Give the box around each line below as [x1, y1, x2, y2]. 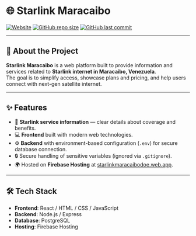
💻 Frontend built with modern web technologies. [14, 131, 133, 138]
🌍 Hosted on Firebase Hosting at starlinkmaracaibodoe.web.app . [14, 161, 173, 168]
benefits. [14, 124, 36, 131]
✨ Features [6, 103, 47, 113]
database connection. [14, 145, 67, 152]
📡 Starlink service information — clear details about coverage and [14, 118, 176, 125]
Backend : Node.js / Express [14, 211, 82, 218]
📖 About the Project [6, 46, 79, 56]
